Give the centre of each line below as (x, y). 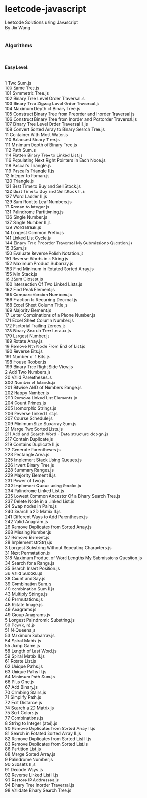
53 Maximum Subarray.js (30, 636)
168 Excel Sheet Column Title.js (36, 305)
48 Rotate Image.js (24, 605)
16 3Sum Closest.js (24, 279)
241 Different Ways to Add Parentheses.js (47, 517)
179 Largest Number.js (27, 336)
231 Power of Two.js (25, 481)
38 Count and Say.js (25, 579)
